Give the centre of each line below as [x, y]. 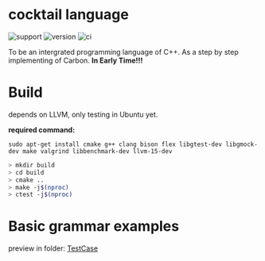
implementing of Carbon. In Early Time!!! [76, 60]
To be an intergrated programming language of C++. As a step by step [123, 52]
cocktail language [68, 15]
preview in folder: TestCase [53, 248]
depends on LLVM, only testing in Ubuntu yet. [83, 114]
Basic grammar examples [94, 226]
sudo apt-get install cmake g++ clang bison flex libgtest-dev [115, 144]
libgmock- [242, 144]
